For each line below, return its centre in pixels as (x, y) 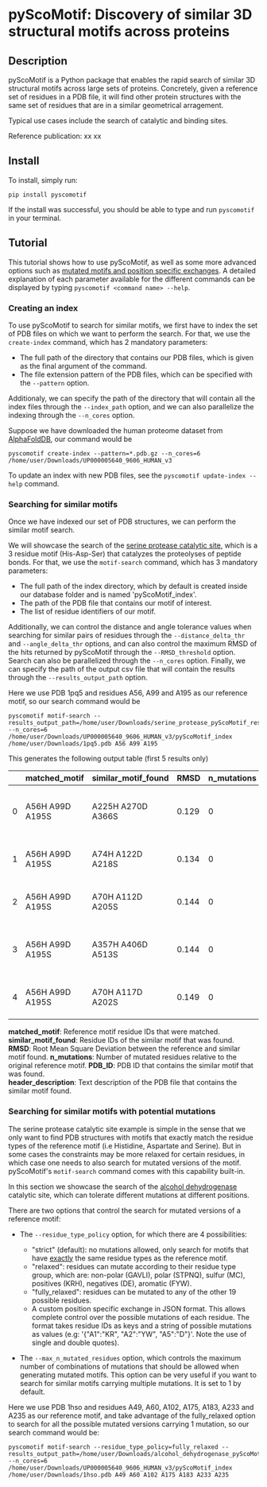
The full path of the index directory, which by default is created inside (133, 587)
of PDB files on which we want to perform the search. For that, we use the (129, 333)
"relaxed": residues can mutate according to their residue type (134, 1266)
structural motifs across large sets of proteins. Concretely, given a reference (133, 88)
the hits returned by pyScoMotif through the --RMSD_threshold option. (122, 652)
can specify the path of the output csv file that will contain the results (122, 669)
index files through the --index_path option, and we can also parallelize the (131, 406)
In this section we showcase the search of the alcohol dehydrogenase (123, 1187)
